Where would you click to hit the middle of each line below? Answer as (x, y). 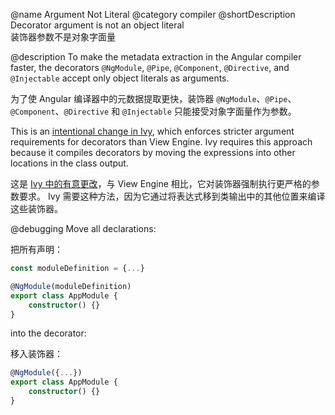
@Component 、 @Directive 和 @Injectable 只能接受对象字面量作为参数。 (153, 111)
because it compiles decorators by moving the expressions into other (153, 152)
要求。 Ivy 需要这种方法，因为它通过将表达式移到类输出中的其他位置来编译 (172, 196)
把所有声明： (36, 249)
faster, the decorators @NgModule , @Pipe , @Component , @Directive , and (150, 67)
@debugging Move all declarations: (83, 228)
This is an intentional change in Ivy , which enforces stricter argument (152, 131)
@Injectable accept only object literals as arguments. (120, 78)
